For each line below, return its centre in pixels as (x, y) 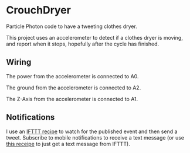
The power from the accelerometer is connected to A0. (72, 76)
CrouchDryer (39, 10)
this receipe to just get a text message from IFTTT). (68, 144)
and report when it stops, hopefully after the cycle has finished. (83, 44)
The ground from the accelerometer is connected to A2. (74, 88)
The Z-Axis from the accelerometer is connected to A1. (72, 99)
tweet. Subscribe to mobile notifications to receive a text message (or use (95, 137)
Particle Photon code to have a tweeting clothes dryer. (72, 26)
